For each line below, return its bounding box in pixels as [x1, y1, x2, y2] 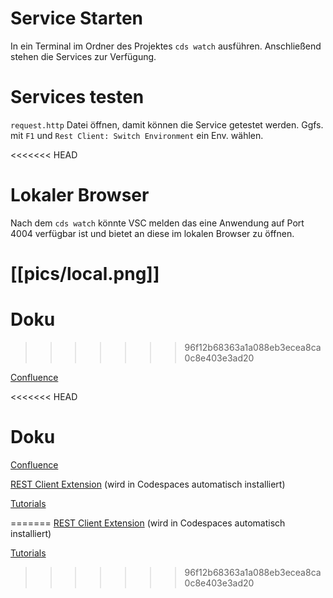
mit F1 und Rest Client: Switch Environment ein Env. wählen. [10, 129, 264, 141]
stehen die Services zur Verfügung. [10, 50, 157, 62]
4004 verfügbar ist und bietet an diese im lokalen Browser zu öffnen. [10, 227, 295, 239]
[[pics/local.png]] [10, 263, 160, 285]
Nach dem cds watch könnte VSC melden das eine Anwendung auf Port [10, 217, 305, 229]
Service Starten [10, 7, 144, 30]
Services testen [10, 86, 145, 109]
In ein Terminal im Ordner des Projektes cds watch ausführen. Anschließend [10, 40, 322, 52]
